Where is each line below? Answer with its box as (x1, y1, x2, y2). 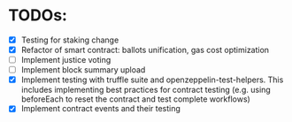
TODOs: (8, 5, 68, 26)
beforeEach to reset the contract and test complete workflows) (20, 94, 251, 104)
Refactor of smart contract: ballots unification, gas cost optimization (20, 45, 270, 55)
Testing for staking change (20, 34, 119, 45)
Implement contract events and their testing (20, 103, 181, 114)
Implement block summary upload (20, 65, 146, 75)
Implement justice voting (20, 55, 111, 65)
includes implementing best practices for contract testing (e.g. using (20, 85, 271, 95)
